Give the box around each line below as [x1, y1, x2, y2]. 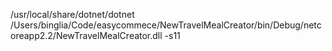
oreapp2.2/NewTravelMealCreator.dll [10, 30, 163, 41]
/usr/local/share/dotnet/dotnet [10, 9, 135, 20]
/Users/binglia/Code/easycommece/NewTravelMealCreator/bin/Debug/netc [10, 19, 322, 31]
